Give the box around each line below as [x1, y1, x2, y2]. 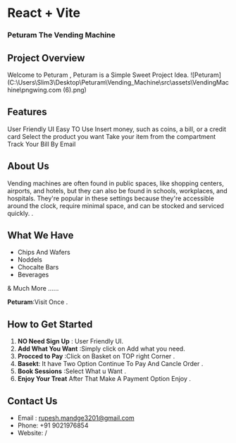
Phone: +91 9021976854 [17, 421, 89, 430]
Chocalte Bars [17, 263, 59, 272]
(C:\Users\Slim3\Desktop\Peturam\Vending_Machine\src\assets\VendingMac [7, 78, 229, 86]
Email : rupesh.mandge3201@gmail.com [17, 413, 135, 422]
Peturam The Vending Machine [7, 30, 116, 40]
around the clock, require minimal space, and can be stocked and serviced [7, 201, 224, 210]
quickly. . [7, 209, 34, 217]
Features [7, 106, 47, 118]
